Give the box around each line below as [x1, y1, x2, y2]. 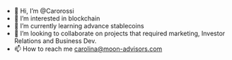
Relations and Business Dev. [13, 37, 97, 45]
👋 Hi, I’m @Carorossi [13, 7, 74, 15]
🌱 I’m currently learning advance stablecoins [13, 22, 144, 30]
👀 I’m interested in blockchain [13, 14, 100, 23]
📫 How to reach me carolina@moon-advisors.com [13, 44, 163, 53]
